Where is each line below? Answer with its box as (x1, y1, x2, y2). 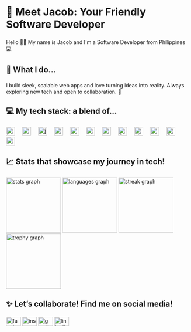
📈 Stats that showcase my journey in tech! (6, 157, 165, 167)
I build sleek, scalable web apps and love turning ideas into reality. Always (6, 82, 185, 89)
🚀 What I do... (6, 65, 57, 74)
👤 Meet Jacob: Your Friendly (6, 5, 146, 19)
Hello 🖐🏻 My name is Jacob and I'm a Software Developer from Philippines (6, 39, 186, 46)
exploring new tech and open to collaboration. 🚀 (6, 88, 121, 96)
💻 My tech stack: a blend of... (6, 106, 117, 116)
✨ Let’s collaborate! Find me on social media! (6, 299, 173, 309)
